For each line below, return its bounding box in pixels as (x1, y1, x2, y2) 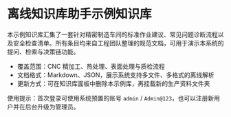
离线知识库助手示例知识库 (7, 6, 153, 22)
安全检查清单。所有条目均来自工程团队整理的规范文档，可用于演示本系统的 (12, 39, 224, 47)
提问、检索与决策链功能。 (7, 47, 80, 56)
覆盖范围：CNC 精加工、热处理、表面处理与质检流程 (16, 62, 165, 70)
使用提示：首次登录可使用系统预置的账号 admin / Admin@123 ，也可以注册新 (7, 94, 214, 102)
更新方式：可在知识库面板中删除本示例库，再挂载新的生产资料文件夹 (16, 79, 210, 87)
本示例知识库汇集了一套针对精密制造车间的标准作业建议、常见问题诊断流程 (7, 30, 218, 39)
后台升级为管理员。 (25, 103, 80, 111)
